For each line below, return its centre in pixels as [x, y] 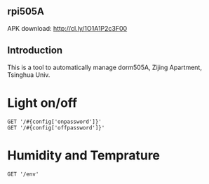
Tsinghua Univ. [29, 75]
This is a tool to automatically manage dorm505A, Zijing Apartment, [104, 67]
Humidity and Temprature [83, 155]
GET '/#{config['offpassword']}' [56, 128]
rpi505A [26, 12]
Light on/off [42, 102]
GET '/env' [23, 174]
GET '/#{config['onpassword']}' [54, 122]
